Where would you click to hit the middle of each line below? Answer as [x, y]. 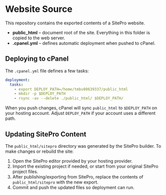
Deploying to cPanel [37, 59]
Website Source [39, 9]
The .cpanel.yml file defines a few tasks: [47, 71]
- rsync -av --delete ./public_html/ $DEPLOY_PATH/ [69, 98]
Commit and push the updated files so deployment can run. [73, 187]
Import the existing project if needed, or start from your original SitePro [85, 166]
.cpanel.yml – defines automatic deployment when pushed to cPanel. [84, 43]
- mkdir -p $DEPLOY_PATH [40, 94]
